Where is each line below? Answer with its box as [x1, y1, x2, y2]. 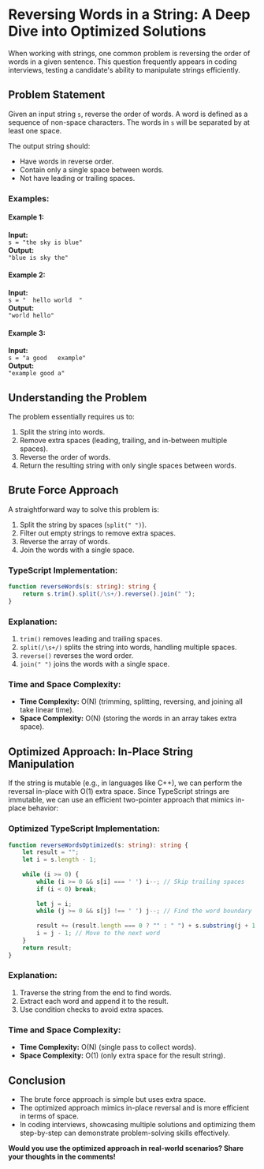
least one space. [8, 126, 62, 135]
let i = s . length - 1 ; [22, 855, 97, 864]
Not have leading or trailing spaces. [19, 173, 136, 182]
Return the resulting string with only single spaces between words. [19, 460, 237, 471]
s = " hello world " [8, 296, 83, 305]
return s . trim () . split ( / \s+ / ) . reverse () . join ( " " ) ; [22, 590, 195, 598]
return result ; [22, 944, 73, 952]
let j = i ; [36, 900, 73, 908]
